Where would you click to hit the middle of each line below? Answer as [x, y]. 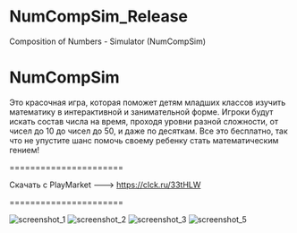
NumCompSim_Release [99, 17]
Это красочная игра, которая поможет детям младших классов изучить [148, 102]
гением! [25, 150]
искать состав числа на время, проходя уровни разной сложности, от [144, 121]
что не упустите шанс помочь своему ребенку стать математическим [144, 140]
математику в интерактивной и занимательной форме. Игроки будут [141, 112]
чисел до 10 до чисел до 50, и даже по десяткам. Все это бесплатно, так [148, 131]
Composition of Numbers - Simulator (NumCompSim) [108, 41]
